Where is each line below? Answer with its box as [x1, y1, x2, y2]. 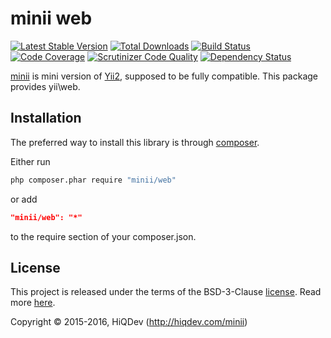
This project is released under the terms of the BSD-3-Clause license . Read [10, 286, 322, 298]
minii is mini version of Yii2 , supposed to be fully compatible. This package [10, 70, 318, 82]
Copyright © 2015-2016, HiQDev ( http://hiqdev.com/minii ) [10, 316, 248, 328]
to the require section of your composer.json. [10, 230, 197, 242]
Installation [10, 110, 82, 127]
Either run [10, 155, 51, 167]
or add [10, 193, 38, 205]
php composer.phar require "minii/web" [10, 175, 177, 185]
